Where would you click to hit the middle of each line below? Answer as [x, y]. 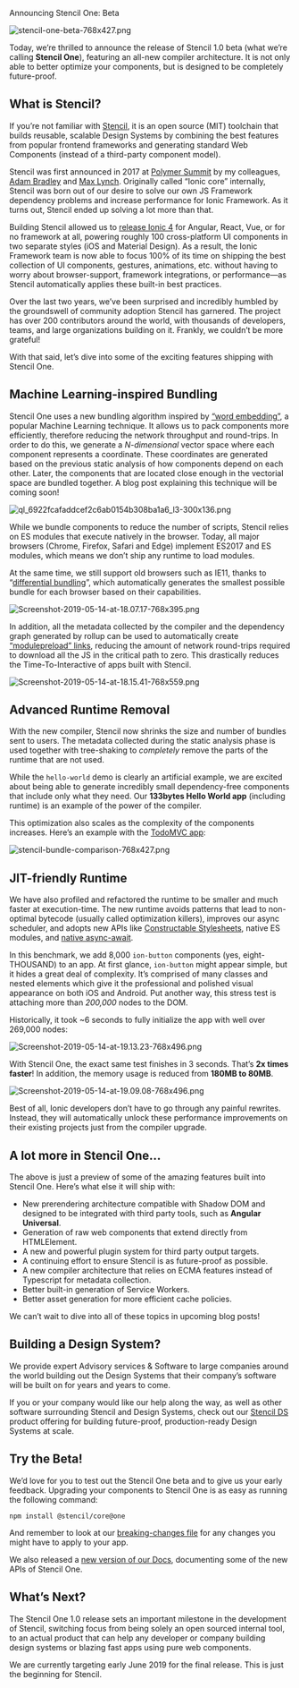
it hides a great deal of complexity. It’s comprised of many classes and [139, 974]
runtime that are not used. [57, 760]
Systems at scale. [42, 1430]
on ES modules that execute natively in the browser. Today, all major [135, 536]
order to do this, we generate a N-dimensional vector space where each [142, 444]
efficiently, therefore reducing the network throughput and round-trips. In [144, 435]
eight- [253, 955]
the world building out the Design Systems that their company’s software [143, 1375]
